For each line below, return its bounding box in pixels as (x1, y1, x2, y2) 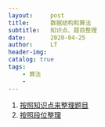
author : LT (8, 41, 58, 49)
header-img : (8, 48, 47, 56)
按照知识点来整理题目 (19, 100, 89, 110)
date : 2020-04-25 (8, 33, 86, 42)
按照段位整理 (19, 110, 61, 119)
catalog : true (8, 56, 55, 64)
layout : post (8, 11, 65, 20)
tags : (8, 63, 26, 71)
